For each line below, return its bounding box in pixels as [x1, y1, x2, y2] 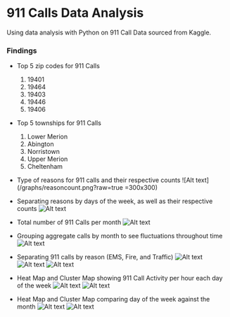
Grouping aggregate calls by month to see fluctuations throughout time [16, 232, 223, 240]
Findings [6, 46, 37, 56]
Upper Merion [27, 155, 68, 163]
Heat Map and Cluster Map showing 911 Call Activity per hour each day [16, 274, 223, 283]
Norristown [27, 148, 60, 156]
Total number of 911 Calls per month [16, 218, 122, 226]
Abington [27, 140, 54, 148]
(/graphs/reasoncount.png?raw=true [16, 183, 124, 192]
